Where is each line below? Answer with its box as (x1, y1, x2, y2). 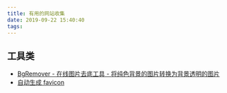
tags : (7, 23, 23, 30)
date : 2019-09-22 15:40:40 (7, 17, 85, 23)
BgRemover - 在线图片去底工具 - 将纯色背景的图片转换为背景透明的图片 (17, 70, 220, 78)
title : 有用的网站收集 (7, 10, 66, 17)
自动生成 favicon (17, 79, 65, 87)
